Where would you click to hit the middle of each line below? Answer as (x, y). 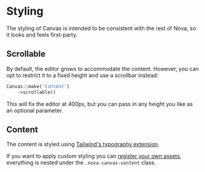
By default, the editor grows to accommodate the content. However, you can (102, 69)
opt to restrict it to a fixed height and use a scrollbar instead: (82, 75)
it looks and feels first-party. (42, 34)
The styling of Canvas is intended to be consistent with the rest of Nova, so (101, 28)
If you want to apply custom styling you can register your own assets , (94, 156)
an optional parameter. (35, 110)
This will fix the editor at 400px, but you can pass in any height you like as (100, 104)
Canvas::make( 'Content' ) (38, 86)
